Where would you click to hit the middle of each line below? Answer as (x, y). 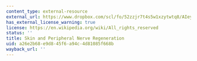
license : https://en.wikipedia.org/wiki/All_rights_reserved (82, 28)
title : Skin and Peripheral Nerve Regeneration (65, 38)
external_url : (23, 17)
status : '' (19, 33)
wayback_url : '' (26, 49)
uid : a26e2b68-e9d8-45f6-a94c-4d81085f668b (60, 44)
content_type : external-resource (47, 11)
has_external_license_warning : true (51, 22)
